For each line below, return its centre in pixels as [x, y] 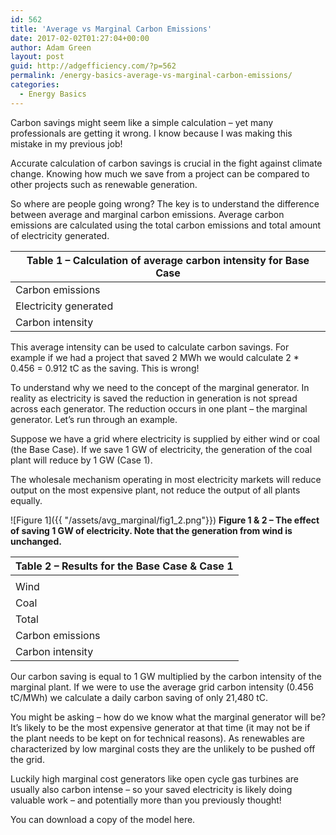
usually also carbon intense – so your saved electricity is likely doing [151, 789]
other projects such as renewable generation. [104, 184]
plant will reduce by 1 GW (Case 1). [81, 460]
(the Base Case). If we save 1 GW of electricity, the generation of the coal [161, 449]
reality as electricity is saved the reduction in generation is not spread [154, 398]
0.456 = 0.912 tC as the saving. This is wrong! [105, 368]
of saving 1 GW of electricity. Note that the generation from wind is [151, 530]
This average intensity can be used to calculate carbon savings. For [150, 347]
